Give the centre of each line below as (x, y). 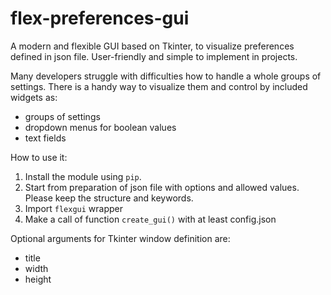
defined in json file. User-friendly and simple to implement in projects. (154, 56)
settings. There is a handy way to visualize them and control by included (159, 86)
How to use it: (39, 157)
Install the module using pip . (83, 176)
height (38, 279)
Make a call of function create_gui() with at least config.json (150, 219)
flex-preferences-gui (100, 18)
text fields (45, 138)
